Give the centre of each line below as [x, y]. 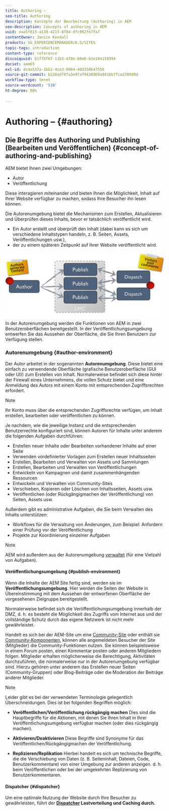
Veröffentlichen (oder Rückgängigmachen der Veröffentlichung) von [83, 494]
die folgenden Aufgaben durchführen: [45, 436]
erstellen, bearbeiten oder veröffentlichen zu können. [60, 415]
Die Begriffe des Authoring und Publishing [73, 140]
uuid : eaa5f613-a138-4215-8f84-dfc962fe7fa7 [53, 32]
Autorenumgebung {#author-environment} [59, 353]
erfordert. [15, 390]
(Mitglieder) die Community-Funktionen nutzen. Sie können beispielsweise [82, 645]
